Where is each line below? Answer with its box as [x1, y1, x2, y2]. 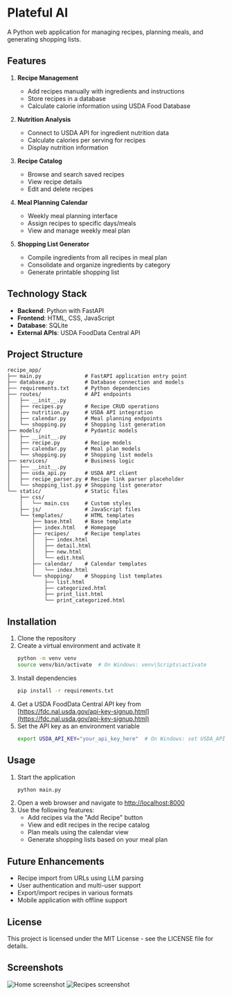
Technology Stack [7, 288, 87, 300]
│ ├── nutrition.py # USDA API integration [7, 409, 154, 416]
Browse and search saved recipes [27, 170, 125, 178]
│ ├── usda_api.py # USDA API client [7, 469, 138, 477]
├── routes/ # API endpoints [7, 391, 132, 398]
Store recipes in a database [27, 94, 106, 102]
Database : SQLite [17, 321, 69, 330]
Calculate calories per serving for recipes [27, 136, 146, 144]
